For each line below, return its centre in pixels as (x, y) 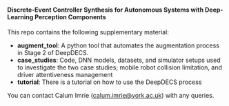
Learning (20, 17)
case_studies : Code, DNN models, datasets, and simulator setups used (119, 60)
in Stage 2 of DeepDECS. (53, 53)
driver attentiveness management (65, 75)
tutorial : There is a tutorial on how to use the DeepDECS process (109, 82)
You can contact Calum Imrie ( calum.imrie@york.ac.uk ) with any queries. (111, 96)
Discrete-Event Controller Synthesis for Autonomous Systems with (106, 10)
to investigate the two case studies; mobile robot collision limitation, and (120, 67)
